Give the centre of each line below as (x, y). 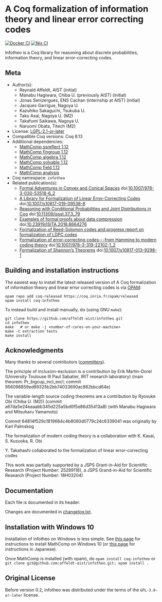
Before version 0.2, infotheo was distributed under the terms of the (72, 590)
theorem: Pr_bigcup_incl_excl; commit (43, 382)
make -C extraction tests (31, 331)
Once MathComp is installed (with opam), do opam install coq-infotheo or (80, 558)
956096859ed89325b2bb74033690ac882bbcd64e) (58, 387)
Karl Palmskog (19, 426)
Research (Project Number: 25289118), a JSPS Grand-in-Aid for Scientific (79, 470)
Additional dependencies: (38, 142)
